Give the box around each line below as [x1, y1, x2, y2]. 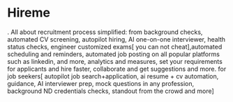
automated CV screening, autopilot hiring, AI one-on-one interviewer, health [7, 35, 225, 43]
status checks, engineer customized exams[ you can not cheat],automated [7, 42, 223, 51]
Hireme [7, 5, 51, 21]
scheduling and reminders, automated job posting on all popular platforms [7, 50, 220, 58]
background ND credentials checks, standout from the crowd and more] [7, 87, 214, 95]
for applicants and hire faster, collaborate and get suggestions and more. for [7, 65, 227, 73]
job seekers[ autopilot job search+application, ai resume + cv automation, [7, 71, 219, 80]
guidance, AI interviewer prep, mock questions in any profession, [7, 79, 195, 87]
